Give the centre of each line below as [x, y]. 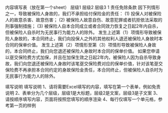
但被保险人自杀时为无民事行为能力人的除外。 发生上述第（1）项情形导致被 [81, 32]
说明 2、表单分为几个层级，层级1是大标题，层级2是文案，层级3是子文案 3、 [83, 93]
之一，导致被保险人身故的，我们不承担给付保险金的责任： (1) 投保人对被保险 [83, 13]
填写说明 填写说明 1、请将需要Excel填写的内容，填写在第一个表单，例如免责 [83, 87]
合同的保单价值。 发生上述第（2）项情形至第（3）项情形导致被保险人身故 [81, 45]
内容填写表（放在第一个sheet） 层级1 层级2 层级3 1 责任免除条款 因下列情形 [82, 7]
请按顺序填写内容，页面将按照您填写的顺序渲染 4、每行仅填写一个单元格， [82, 99]
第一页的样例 [22, 105]
